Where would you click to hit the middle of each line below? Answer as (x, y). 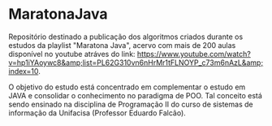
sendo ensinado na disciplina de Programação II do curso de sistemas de (131, 104)
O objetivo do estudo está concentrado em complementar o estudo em (127, 87)
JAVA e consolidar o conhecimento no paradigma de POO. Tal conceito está (135, 95)
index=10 (24, 71)
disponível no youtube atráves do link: (72, 54)
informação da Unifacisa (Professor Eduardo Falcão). (97, 113)
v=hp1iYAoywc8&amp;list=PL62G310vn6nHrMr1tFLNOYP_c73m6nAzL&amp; (136, 63)
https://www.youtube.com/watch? (194, 54)
